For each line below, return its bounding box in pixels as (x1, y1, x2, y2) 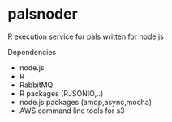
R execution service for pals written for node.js (7, 32, 164, 41)
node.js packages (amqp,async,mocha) (19, 97, 152, 107)
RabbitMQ (19, 80, 54, 90)
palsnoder (7, 5, 78, 23)
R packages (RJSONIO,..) (19, 88, 104, 98)
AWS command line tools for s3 (19, 106, 125, 116)
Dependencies (7, 47, 57, 57)
